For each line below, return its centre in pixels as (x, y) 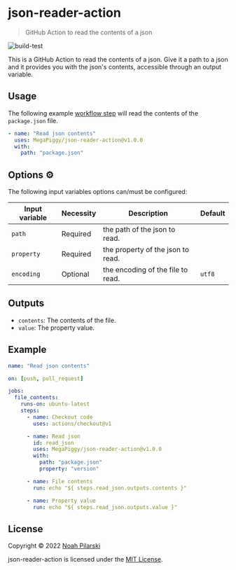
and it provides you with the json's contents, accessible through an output (115, 67)
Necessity (79, 214)
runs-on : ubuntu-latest (55, 404)
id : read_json (54, 443)
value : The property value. (56, 328)
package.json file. (33, 120)
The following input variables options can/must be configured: (98, 192)
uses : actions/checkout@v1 (72, 424)
